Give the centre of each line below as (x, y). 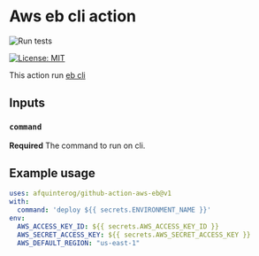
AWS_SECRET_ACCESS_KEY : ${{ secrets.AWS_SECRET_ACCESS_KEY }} (134, 235)
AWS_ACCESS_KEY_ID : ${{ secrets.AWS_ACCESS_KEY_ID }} (118, 226)
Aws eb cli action (73, 16)
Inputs (27, 103)
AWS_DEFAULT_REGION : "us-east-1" (79, 243)
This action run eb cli (47, 75)
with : (19, 202)
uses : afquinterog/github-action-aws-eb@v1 (91, 194)
